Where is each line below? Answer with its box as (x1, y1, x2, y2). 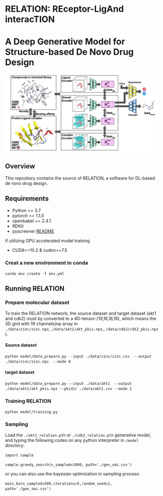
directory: (5, 442, 25, 448)
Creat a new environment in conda (5, 259, 88, 266)
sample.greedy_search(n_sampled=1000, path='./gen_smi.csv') (5, 462, 132, 467)
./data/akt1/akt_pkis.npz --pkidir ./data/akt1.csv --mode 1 (5, 387, 132, 392)
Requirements (5, 194, 49, 203)
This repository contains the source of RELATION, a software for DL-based (5, 175, 155, 181)
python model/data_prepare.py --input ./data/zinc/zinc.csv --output (5, 354, 152, 359)
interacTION (5, 14, 55, 25)
